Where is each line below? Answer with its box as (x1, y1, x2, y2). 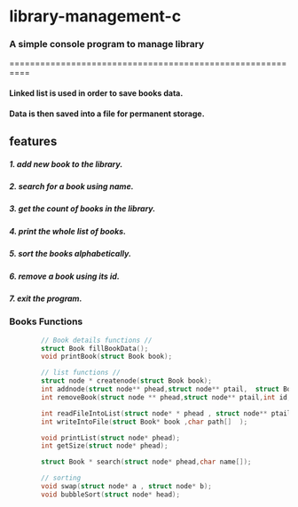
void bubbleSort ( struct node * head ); (41, 490, 180, 499)
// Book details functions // (41, 336, 153, 345)
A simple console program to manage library (9, 38, 205, 51)
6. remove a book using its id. (9, 271, 120, 281)
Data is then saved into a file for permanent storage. (9, 108, 206, 119)
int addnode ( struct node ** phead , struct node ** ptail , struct (41, 384, 279, 394)
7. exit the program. (9, 293, 82, 304)
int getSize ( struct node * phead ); (41, 441, 169, 450)
